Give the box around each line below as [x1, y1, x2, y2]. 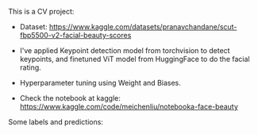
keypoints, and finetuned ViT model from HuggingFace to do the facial [19, 55, 250, 63]
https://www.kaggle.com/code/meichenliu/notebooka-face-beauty [19, 102, 238, 111]
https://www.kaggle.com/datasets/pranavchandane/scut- [48, 22, 237, 31]
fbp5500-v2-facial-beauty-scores [19, 31, 132, 40]
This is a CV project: [8, 7, 75, 16]
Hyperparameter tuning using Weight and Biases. [19, 78, 181, 87]
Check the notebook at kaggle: [19, 94, 121, 102]
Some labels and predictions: [8, 117, 103, 126]
